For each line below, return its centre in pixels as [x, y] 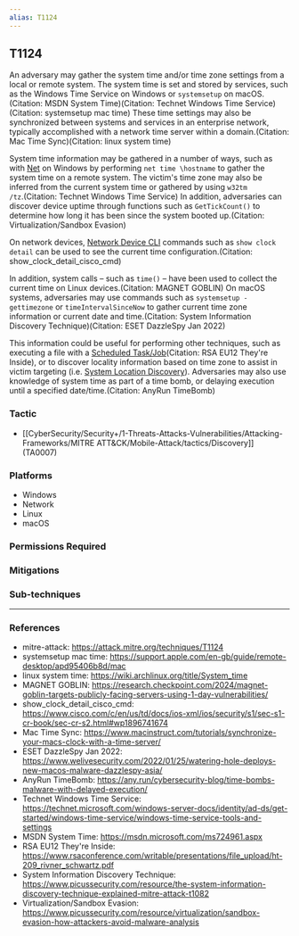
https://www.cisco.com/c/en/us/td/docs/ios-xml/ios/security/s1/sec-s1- [154, 714]
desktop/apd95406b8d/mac [74, 667]
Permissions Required [58, 546]
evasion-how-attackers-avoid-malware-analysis [111, 922]
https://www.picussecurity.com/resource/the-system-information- [144, 884]
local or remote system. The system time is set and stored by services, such [149, 85]
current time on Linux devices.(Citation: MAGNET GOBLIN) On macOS [137, 288]
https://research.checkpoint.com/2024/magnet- [180, 685]
